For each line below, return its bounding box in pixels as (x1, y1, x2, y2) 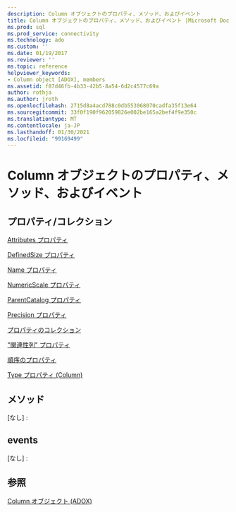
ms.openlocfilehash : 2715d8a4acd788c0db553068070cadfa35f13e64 (7, 102, 197, 109)
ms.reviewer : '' (7, 56, 55, 64)
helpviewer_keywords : (7, 69, 71, 76)
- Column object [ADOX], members (7, 76, 106, 83)
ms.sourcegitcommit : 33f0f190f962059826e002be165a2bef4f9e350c (7, 109, 197, 116)
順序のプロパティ (7, 356, 57, 364)
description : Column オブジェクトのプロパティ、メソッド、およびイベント (7, 10, 201, 18)
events (7, 434, 39, 446)
